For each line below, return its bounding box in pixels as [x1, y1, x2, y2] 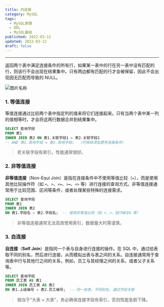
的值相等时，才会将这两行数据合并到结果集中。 [5, 116, 99, 122]
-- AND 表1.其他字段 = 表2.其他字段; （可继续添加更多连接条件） [5, 140, 126, 145]
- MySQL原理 [9, 21, 33, 26]
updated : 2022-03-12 [5, 39, 47, 44]
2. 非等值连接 [5, 163, 36, 169]
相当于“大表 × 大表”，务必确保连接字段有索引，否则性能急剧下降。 [17, 297, 150, 303]
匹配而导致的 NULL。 [18, 74, 61, 80]
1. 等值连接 [5, 98, 30, 105]
